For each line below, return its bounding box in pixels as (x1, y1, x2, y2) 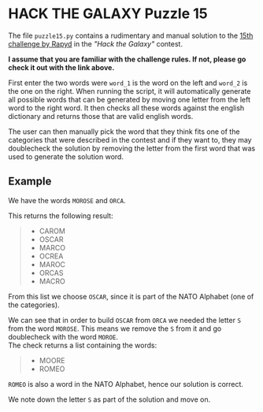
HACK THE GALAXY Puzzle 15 (8, 5, 208, 23)
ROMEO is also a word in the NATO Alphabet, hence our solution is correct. (8, 379, 244, 388)
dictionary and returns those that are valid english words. (8, 111, 194, 121)
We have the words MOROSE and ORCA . (8, 195, 126, 205)
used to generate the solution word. (8, 151, 124, 161)
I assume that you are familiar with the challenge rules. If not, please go (8, 54, 246, 64)
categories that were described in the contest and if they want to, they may (8, 135, 252, 144)
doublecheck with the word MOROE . (8, 332, 119, 341)
